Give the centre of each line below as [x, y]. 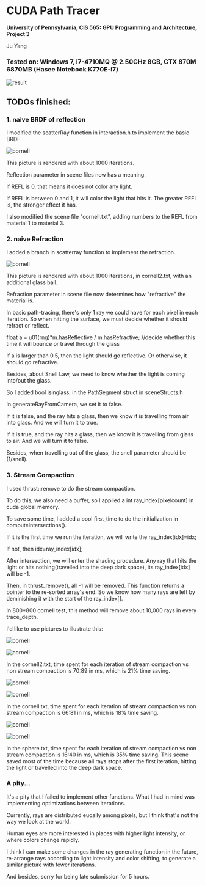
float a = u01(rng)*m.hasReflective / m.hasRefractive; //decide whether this [101, 337]
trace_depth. [22, 617]
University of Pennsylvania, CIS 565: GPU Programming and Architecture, [102, 27]
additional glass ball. [32, 282]
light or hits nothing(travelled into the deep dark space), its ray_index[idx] [98, 567]
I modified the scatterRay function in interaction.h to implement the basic [98, 133]
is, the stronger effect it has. [42, 205]
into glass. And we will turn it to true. [52, 423]
